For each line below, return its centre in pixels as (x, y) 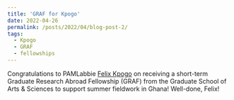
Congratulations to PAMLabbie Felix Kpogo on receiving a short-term (108, 73)
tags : (15, 34)
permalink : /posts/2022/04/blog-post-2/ (68, 27)
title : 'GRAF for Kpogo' (44, 14)
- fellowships (34, 54)
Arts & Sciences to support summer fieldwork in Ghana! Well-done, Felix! (113, 89)
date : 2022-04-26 (33, 21)
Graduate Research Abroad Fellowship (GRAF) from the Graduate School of (117, 81)
